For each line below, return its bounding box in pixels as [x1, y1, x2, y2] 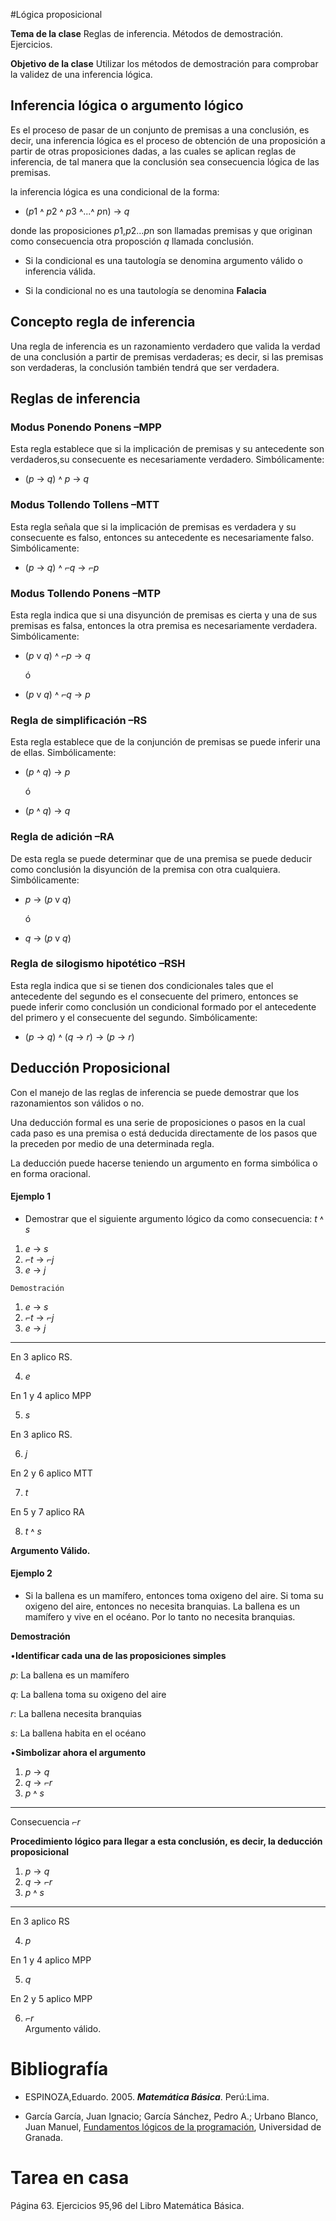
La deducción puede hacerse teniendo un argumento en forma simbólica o [10, 1157, 318, 1169]
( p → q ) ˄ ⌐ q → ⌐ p [24, 561, 100, 573]
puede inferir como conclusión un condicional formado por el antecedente [10, 1000, 317, 1013]
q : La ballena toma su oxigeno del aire [10, 1689, 167, 1701]
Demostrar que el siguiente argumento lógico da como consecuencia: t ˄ [24, 1212, 325, 1224]
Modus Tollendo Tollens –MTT [10, 498, 160, 512]
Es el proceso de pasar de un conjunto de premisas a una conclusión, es [10, 124, 310, 136]
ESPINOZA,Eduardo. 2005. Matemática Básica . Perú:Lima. [24, 2090, 270, 2103]
